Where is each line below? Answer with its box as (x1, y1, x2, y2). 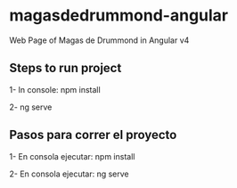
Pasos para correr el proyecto (9, 127, 177, 143)
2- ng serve (9, 102, 53, 112)
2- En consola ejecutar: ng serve (9, 168, 129, 179)
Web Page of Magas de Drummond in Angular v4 (9, 35, 190, 45)
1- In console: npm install (9, 84, 101, 94)
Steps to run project (9, 61, 122, 76)
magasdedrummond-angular (9, 5, 229, 26)
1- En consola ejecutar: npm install (9, 151, 135, 161)
